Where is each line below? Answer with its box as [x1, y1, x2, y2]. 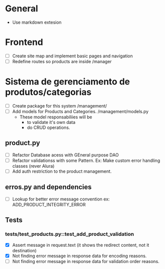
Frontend [5, 37, 43, 48]
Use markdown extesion [12, 19, 62, 25]
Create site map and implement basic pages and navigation [12, 53, 133, 59]
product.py [5, 139, 40, 147]
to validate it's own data [27, 119, 75, 125]
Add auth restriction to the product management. [12, 168, 112, 174]
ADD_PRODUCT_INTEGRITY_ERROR [12, 201, 86, 207]
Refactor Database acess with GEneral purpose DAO [12, 152, 119, 158]
